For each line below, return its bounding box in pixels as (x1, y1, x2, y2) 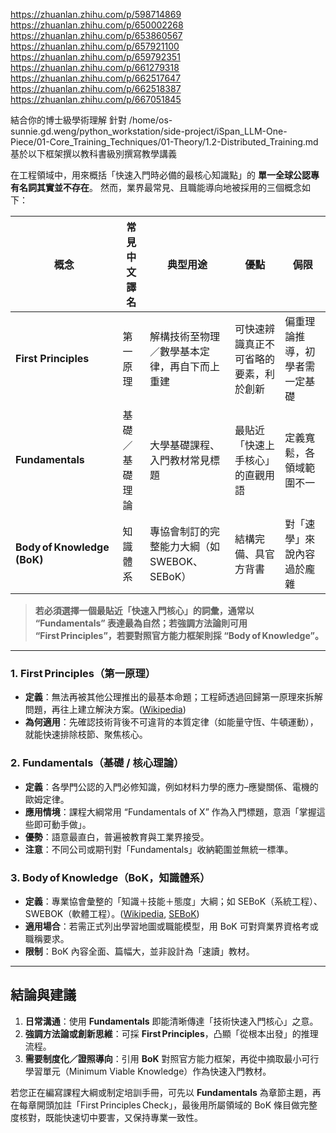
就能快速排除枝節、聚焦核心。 (24, 729, 148, 741)
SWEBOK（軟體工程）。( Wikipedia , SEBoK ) (24, 907, 200, 919)
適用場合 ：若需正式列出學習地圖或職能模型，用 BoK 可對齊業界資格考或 (24, 920, 319, 932)
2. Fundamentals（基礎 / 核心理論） (10, 756, 185, 770)
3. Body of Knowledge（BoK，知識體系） (10, 870, 211, 884)
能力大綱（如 (159, 540, 220, 553)
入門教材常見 (149, 454, 210, 467)
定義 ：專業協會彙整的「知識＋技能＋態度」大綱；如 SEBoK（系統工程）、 (24, 895, 323, 907)
